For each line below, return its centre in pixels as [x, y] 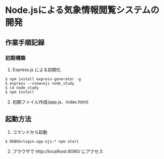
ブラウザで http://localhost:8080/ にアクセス [58, 151]
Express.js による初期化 [37, 70]
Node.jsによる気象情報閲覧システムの [82, 10]
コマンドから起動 [30, 132]
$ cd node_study [22, 87]
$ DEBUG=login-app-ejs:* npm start [42, 141]
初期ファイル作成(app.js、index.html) [50, 102]
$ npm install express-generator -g [43, 79]
